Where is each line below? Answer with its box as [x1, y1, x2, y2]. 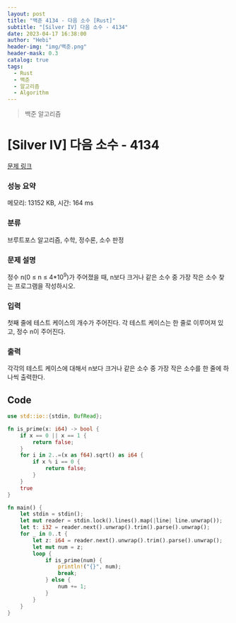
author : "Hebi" [7, 37, 52, 44]
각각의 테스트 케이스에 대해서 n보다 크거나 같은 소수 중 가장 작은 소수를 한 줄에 [7, 364, 222, 372]
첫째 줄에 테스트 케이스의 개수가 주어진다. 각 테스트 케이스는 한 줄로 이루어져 [7, 318, 217, 326]
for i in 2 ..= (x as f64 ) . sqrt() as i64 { [20, 452, 144, 459]
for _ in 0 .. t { [20, 530, 69, 538]
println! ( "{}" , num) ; [57, 564, 122, 571]
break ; [57, 570, 78, 577]
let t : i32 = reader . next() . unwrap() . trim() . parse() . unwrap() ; [20, 524, 211, 531]
